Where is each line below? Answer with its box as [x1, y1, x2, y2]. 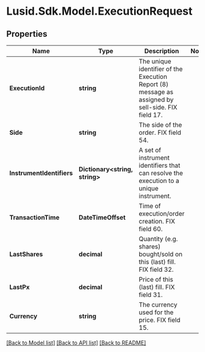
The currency [138, 301, 178, 309]
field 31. [138, 291, 163, 299]
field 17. [138, 111, 163, 119]
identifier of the [138, 65, 183, 73]
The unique [138, 57, 172, 66]
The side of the [138, 121, 182, 129]
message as [138, 88, 174, 96]
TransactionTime [9, 213, 60, 222]
